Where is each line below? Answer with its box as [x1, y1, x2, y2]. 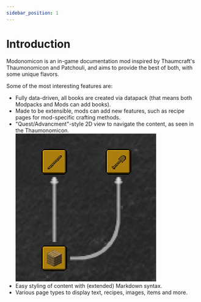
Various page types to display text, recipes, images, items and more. [15, 289, 188, 296]
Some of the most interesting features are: [6, 82, 113, 89]
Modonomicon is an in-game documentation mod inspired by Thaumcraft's [6, 57, 196, 64]
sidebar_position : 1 [6, 10, 59, 16]
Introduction [6, 37, 71, 51]
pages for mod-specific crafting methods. [15, 113, 121, 121]
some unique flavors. [6, 70, 59, 78]
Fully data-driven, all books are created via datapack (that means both [15, 94, 192, 101]
